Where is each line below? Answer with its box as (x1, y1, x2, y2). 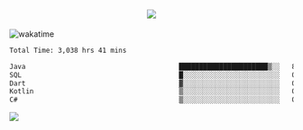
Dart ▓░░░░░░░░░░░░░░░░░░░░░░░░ (9, 79, 280, 88)
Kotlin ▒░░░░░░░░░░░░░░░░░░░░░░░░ (9, 87, 280, 96)
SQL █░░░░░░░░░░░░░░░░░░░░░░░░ (9, 70, 280, 80)
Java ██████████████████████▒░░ (9, 62, 280, 71)
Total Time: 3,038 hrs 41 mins (9, 46, 127, 55)
